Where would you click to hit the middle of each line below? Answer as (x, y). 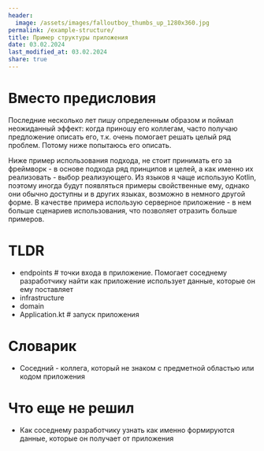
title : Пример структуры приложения (68, 37)
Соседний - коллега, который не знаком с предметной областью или (137, 368)
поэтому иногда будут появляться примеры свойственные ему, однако (129, 185)
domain (32, 306)
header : (21, 15)
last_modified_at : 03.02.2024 (58, 52)
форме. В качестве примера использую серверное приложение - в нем (130, 202)
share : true (28, 60)
